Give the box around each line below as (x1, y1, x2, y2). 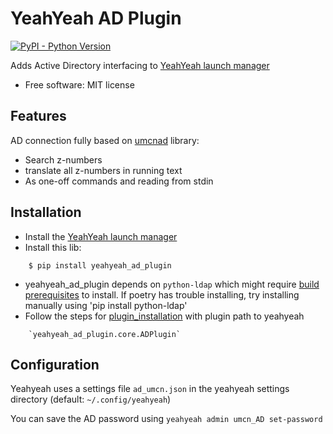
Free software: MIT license (24, 78, 135, 91)
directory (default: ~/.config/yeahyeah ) (10, 393, 172, 406)
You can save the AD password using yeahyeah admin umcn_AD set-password (10, 413, 323, 425)
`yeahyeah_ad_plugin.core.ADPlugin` (28, 329, 182, 339)
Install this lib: (24, 241, 82, 253)
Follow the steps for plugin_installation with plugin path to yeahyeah (24, 310, 305, 322)
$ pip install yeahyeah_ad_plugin (28, 260, 172, 271)
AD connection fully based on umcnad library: (10, 134, 200, 146)
